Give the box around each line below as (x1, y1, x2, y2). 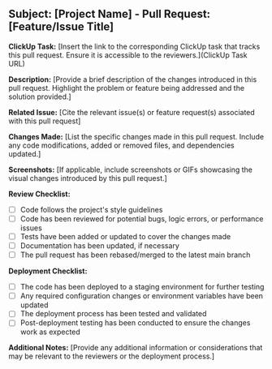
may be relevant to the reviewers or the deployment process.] (8, 351, 215, 361)
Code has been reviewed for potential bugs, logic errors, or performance (19, 213, 264, 223)
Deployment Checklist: (8, 266, 88, 276)
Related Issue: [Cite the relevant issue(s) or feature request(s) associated (8, 107, 256, 117)
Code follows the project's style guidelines (19, 204, 163, 214)
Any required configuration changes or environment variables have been (19, 291, 264, 301)
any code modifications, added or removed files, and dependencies (8, 140, 235, 150)
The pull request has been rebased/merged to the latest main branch (19, 250, 251, 260)
